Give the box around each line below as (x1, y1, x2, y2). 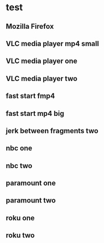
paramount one (6, 179, 56, 188)
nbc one (6, 144, 33, 153)
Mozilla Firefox (6, 22, 54, 31)
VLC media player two (6, 74, 77, 83)
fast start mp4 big (6, 109, 65, 118)
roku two (6, 231, 35, 240)
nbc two (6, 161, 33, 170)
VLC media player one (6, 57, 77, 66)
